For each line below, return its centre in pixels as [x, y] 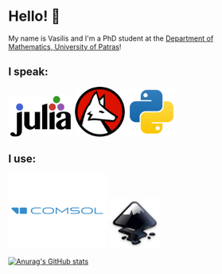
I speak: [28, 72]
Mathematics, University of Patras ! [65, 46]
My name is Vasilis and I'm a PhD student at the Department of [111, 38]
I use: [22, 159]
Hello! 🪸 [35, 16]
